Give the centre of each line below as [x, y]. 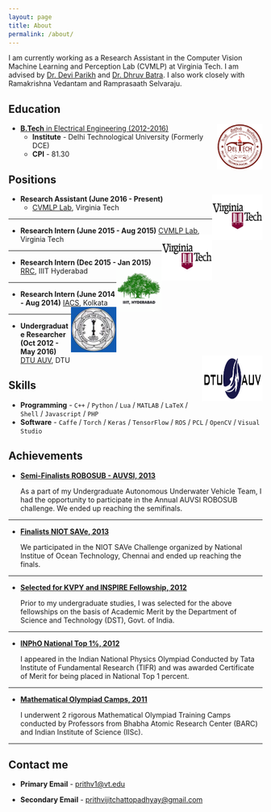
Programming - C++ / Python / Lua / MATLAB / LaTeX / [104, 405]
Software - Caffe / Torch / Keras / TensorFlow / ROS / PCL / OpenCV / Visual [140, 422]
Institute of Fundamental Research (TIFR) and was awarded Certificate [137, 667]
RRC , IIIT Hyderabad [54, 271]
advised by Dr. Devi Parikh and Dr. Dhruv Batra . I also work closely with [127, 75]
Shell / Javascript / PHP [59, 413]
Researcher [46, 334]
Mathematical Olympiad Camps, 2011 [83, 699]
